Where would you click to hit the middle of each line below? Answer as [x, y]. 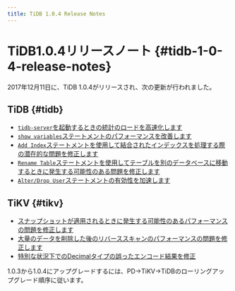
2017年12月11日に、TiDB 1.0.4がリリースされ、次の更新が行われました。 [112, 87]
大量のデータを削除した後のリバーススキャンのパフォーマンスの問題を [119, 239]
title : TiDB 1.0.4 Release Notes [56, 14]
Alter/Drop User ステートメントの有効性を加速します [94, 180]
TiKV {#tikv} [36, 203]
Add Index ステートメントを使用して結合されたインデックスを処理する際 [121, 145]
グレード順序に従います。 [50, 280]
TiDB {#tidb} [35, 109]
